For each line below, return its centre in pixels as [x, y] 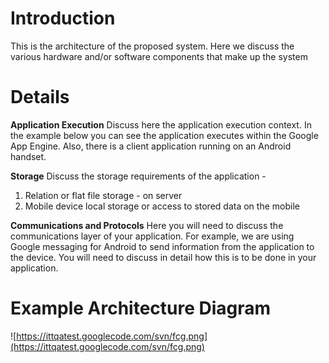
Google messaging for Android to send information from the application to [162, 246]
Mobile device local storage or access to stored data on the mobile [162, 206]
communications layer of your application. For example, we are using [152, 236]
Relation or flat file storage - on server [103, 195]
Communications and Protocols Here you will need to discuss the [147, 225]
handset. [28, 156]
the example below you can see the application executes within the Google [164, 135]
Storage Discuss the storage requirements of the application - [138, 176]
